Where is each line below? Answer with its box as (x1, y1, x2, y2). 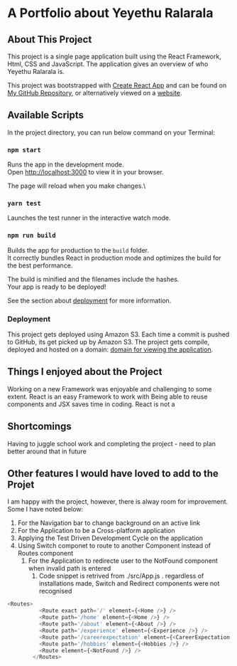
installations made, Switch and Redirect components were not (38, 579, 220, 588)
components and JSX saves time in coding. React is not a (7, 400, 175, 408)
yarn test (7, 199, 41, 208)
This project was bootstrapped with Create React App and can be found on (7, 81, 227, 90)
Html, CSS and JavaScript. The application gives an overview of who (7, 60, 209, 68)
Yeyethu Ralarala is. (7, 68, 65, 75)
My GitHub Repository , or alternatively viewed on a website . (7, 89, 182, 97)
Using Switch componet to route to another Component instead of (17, 541, 211, 550)
